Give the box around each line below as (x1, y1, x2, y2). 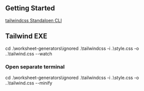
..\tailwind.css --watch (5, 50, 52, 57)
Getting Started (5, 4, 55, 13)
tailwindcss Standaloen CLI (5, 17, 62, 23)
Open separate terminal (5, 63, 65, 70)
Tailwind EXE (5, 32, 47, 41)
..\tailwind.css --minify (5, 80, 52, 86)
